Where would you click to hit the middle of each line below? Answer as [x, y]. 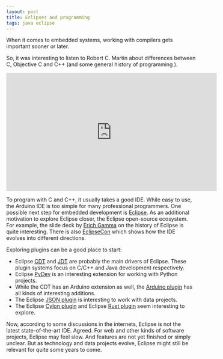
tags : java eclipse [31, 23]
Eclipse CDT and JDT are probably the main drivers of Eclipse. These [100, 262]
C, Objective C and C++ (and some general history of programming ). [92, 64]
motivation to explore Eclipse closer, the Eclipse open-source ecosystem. [97, 219]
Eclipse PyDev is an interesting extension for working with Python [96, 274]
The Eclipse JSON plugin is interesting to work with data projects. [96, 300]
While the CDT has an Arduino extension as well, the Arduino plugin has [104, 287]
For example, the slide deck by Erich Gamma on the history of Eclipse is [95, 226]
